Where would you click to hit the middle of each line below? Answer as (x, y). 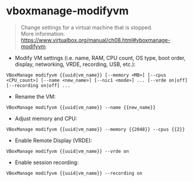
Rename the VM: (35, 96)
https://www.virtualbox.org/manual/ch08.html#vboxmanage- (96, 40)
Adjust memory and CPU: (46, 118)
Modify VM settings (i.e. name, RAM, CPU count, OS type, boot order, (100, 58)
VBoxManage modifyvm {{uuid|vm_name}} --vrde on (68, 151)
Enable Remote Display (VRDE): (53, 140)
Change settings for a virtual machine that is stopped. (87, 27)
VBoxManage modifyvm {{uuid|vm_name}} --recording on (74, 173)
